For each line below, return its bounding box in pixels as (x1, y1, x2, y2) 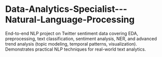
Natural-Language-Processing (5, 14, 135, 25)
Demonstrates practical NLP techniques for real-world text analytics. (5, 46, 146, 52)
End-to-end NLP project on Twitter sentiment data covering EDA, (5, 30, 139, 36)
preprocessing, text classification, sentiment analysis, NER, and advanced (5, 36, 157, 42)
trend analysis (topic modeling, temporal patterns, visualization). (5, 41, 137, 47)
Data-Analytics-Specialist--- (5, 3, 128, 15)
